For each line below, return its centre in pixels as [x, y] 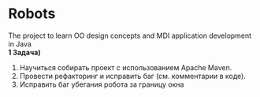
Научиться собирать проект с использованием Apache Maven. [126, 67]
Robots [32, 14]
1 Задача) [24, 52]
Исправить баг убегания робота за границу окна [102, 84]
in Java [20, 43]
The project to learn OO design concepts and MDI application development [130, 35]
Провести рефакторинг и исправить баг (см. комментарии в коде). [132, 76]
